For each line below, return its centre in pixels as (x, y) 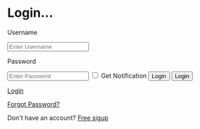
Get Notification (124, 76)
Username (23, 32)
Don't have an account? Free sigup (58, 118)
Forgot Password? (33, 104)
